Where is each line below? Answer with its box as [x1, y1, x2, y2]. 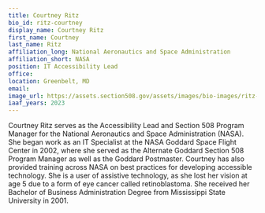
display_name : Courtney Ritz [8, 26, 104, 34]
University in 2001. [8, 196, 69, 205]
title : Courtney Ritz [8, 11, 80, 20]
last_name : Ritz [8, 41, 62, 49]
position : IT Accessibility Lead [8, 63, 118, 71]
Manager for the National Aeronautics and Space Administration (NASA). [8, 129, 244, 138]
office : [8, 70, 34, 78]
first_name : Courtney [8, 33, 80, 42]
